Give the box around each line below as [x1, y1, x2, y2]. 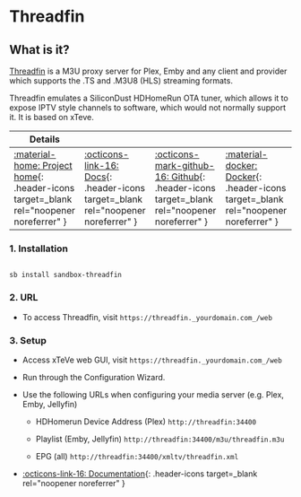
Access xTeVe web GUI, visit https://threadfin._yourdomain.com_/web [21, 354, 282, 365]
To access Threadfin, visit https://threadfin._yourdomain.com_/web [21, 311, 273, 322]
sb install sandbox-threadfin [9, 271, 123, 280]
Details [30, 133, 60, 145]
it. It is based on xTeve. [9, 112, 94, 122]
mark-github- [154, 160, 215, 171]
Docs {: [84, 170, 113, 183]
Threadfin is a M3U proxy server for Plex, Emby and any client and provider [9, 65, 288, 76]
